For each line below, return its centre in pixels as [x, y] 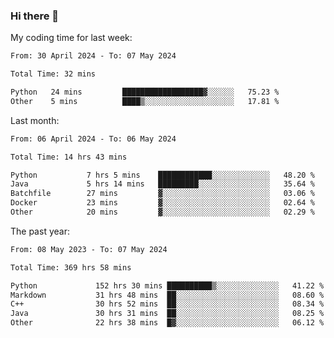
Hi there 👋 [35, 16]
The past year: [40, 231]
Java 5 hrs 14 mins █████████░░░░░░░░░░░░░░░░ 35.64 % [162, 184]
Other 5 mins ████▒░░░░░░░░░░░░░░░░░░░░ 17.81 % [145, 101]
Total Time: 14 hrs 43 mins [69, 157]
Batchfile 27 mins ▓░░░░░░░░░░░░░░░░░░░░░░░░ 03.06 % [162, 194]
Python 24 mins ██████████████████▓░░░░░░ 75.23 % [145, 92]
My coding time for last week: [71, 38]
